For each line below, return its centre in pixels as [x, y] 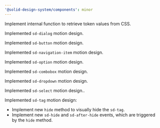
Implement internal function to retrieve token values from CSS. [68, 24]
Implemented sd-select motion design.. [45, 90]
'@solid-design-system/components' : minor [49, 10]
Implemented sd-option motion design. [44, 62]
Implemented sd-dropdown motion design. [46, 81]
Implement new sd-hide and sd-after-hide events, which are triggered [83, 115]
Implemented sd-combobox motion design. [46, 71]
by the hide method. [32, 120]
